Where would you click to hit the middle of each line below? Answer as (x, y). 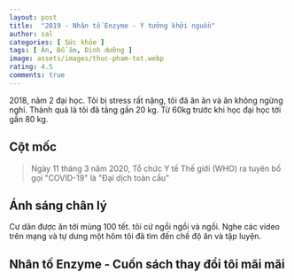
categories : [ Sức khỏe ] (57, 42)
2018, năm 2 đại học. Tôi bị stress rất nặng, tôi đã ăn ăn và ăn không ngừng (146, 100)
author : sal (31, 34)
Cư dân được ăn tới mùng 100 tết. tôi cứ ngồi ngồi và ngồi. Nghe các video (145, 227)
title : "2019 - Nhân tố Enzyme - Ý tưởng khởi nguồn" (112, 26)
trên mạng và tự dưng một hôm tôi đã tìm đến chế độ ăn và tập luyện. (135, 237)
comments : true (37, 75)
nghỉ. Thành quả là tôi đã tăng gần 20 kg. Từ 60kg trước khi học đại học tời (145, 109)
